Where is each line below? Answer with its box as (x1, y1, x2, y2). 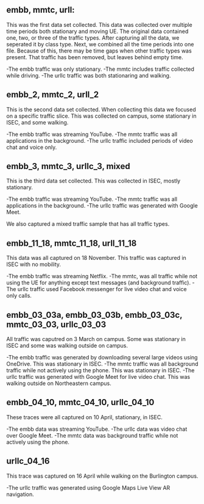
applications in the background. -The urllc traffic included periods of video (6, 137, 193, 144)
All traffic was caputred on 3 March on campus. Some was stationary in (6, 336, 186, 343)
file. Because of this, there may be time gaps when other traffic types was (6, 47, 192, 54)
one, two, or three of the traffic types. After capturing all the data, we (6, 34, 180, 41)
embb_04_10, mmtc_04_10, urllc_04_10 (6, 397, 155, 408)
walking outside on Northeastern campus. (6, 380, 111, 387)
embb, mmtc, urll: (6, 5, 75, 15)
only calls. (6, 292, 32, 300)
